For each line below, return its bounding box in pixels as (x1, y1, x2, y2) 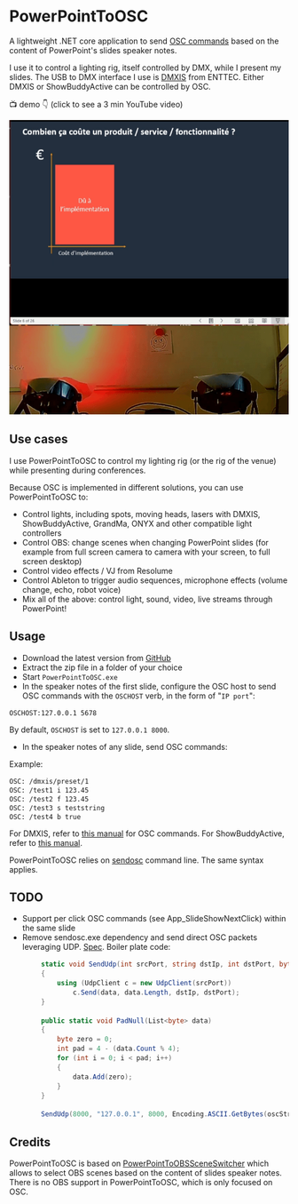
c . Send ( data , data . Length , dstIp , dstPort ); (72, 988, 240, 997)
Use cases (9, 432, 68, 447)
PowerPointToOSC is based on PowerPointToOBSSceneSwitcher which (9, 1158, 270, 1169)
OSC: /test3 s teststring (9, 803, 105, 812)
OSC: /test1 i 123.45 (9, 785, 90, 794)
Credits (9, 1135, 51, 1150)
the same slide (21, 922, 76, 934)
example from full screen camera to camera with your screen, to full (21, 546, 271, 557)
